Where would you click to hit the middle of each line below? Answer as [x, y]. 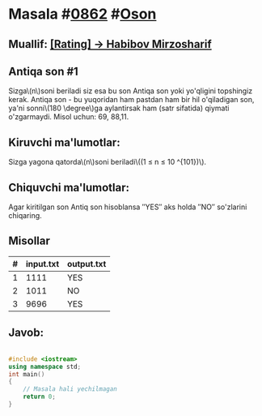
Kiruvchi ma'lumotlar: [64, 142]
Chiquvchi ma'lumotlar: [69, 187]
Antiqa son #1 [43, 71]
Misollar [30, 241]
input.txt [42, 264]
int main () [27, 374]
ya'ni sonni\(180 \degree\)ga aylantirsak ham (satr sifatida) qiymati [119, 108]
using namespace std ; [45, 367]
